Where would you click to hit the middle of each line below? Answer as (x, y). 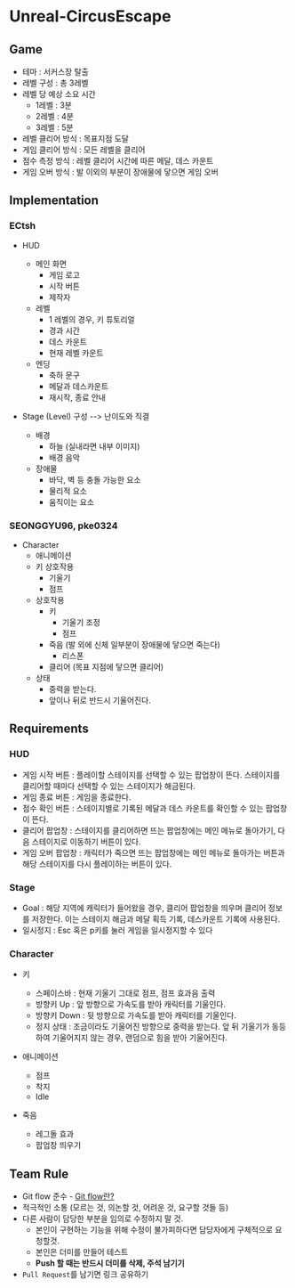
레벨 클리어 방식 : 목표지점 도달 (75, 139)
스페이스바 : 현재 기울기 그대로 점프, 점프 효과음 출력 (125, 993)
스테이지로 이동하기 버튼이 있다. (86, 841)
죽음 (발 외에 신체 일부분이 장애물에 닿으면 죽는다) (134, 644)
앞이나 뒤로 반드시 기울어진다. (100, 700)
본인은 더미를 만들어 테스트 (82, 1252)
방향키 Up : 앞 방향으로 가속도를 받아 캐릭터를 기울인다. (131, 1005)
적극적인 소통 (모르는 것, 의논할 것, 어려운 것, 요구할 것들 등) (125, 1208)
